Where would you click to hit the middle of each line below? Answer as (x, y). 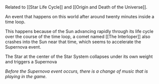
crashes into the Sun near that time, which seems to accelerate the (73, 42)
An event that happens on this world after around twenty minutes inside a (80, 16)
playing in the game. (26, 76)
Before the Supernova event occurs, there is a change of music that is (77, 71)
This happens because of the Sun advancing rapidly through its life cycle (79, 31)
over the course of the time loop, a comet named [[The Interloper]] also (78, 37)
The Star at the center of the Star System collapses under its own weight (79, 56)
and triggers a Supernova (31, 62)
